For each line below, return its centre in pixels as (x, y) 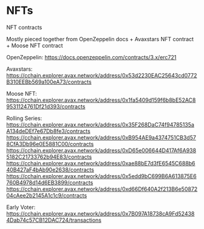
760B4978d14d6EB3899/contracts (50, 182)
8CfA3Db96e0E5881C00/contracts (50, 144)
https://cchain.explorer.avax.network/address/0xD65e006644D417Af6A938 (101, 150)
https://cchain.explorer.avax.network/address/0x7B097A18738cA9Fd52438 (100, 213)
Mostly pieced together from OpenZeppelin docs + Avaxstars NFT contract (100, 39)
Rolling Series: (24, 118)
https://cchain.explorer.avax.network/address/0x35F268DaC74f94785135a (100, 124)
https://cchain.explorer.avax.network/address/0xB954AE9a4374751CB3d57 (101, 138)
